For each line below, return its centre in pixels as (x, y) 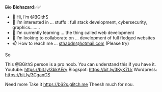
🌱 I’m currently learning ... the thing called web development (73, 32)
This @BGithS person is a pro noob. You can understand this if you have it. (81, 64)
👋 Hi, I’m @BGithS (30, 17)
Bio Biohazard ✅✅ (23, 7)
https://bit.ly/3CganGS (28, 75)
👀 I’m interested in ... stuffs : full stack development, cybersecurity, (80, 22)
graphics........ (26, 27)
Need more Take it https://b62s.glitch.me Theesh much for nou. (69, 84)
